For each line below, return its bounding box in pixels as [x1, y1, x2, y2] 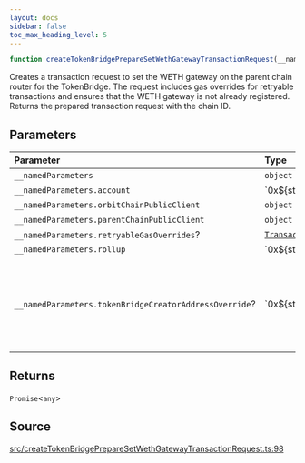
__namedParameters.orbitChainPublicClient [14, 200, 201, 210]
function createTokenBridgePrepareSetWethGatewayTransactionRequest [9, 55, 274, 65]
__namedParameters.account [14, 186, 131, 196]
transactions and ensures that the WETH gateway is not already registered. [9, 91, 290, 102]
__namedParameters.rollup [14, 245, 126, 255]
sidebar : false [9, 22, 67, 31]
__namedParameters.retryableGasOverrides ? [14, 228, 201, 241]
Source [9, 419, 52, 435]
